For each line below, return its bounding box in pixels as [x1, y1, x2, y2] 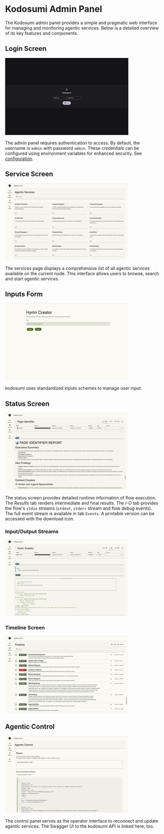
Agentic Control [5, 723, 55, 731]
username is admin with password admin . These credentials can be [5, 145, 139, 151]
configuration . [5, 155, 33, 161]
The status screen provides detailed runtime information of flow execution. [5, 495, 157, 501]
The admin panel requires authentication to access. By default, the [5, 139, 140, 146]
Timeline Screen [5, 625, 45, 631]
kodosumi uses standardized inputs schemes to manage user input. [5, 385, 142, 391]
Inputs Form [5, 290, 43, 298]
